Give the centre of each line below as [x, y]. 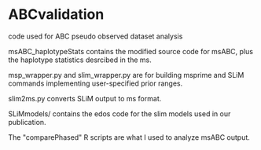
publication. [27, 122]
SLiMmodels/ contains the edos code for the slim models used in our [119, 113]
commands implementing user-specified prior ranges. [96, 83]
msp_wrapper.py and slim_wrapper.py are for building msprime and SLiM [126, 75]
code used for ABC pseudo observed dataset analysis [96, 36]
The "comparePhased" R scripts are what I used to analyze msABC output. [129, 137]
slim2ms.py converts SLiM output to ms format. [85, 98]
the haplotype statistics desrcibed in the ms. [80, 60]
